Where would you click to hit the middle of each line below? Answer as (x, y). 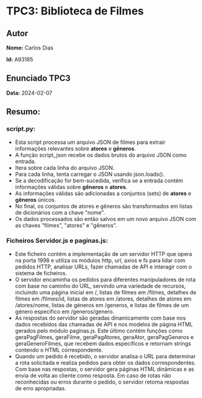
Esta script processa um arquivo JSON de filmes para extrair (90, 142)
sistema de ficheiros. (41, 273)
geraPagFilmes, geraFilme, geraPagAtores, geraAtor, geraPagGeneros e (104, 337)
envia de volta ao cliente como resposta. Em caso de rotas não (93, 375)
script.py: (21, 129)
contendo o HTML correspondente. (59, 350)
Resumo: (23, 112)
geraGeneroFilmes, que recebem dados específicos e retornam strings (103, 343)
